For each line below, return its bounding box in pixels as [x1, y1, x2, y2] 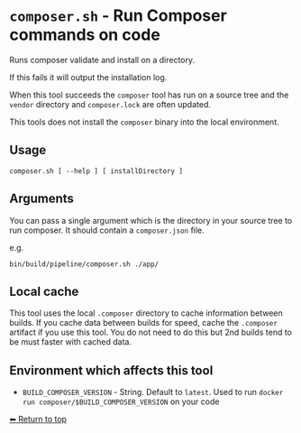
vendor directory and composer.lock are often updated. [9, 98, 212, 109]
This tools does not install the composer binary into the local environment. [9, 116, 279, 127]
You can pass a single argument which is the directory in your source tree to [9, 215, 293, 226]
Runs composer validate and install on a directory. [9, 54, 196, 65]
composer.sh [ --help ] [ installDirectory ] [9, 166, 183, 176]
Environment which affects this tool [9, 363, 214, 378]
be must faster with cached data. [9, 336, 132, 347]
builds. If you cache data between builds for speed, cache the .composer [9, 318, 278, 328]
